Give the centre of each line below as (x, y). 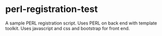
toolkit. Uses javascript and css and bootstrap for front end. (68, 28)
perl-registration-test (52, 9)
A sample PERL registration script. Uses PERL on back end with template (81, 23)
